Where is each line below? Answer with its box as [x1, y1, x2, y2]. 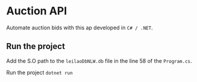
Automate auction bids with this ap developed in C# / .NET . [6, 24, 153, 31]
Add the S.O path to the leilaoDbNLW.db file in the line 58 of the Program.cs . [6, 57, 192, 64]
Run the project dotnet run [6, 69, 73, 76]
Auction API [6, 4, 67, 18]
